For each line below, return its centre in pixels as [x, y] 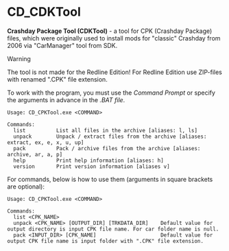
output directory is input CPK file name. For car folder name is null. [113, 229]
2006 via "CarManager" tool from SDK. [62, 45]
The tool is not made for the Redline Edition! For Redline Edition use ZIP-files [115, 72]
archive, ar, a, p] [35, 154]
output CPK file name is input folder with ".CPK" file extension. [106, 241]
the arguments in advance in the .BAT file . [66, 99]
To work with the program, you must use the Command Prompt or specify [111, 93]
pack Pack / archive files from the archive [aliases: [107, 148]
